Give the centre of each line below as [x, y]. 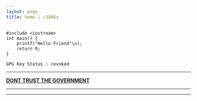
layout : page [22, 11]
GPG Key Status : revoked [38, 64]
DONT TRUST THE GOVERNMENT [48, 80]
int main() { [22, 38]
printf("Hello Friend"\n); [50, 43]
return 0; [29, 48]
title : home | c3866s [33, 17]
